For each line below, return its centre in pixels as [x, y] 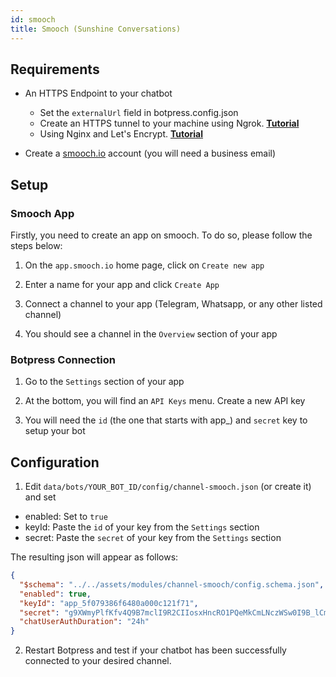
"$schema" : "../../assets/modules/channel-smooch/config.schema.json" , [172, 584]
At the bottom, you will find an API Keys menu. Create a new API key [165, 401]
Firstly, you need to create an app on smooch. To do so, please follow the [161, 235]
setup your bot [55, 431]
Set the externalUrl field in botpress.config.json [139, 113]
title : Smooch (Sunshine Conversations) [96, 29]
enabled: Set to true [66, 517]
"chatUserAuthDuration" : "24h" [84, 622]
